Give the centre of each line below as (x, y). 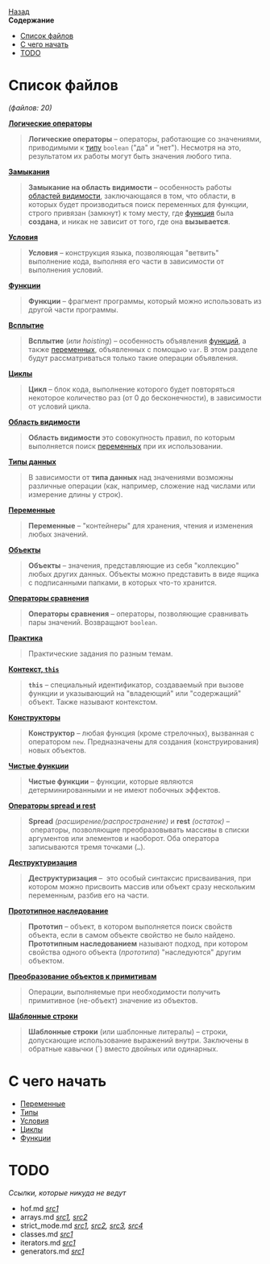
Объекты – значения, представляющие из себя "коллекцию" (133, 565)
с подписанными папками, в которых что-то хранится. (123, 582)
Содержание (31, 20)
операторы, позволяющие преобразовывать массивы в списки (140, 830)
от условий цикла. (59, 406)
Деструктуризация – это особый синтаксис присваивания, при (139, 878)
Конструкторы (34, 717)
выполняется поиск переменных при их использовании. (125, 446)
